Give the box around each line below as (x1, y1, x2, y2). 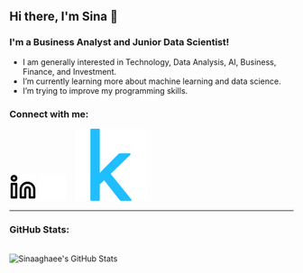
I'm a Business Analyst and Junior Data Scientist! (9, 36, 230, 49)
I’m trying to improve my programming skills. (22, 85, 188, 96)
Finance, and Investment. (22, 66, 117, 77)
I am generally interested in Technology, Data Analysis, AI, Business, (22, 56, 277, 68)
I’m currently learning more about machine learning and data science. (22, 76, 281, 86)
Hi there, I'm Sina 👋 (9, 9, 119, 24)
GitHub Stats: (9, 223, 70, 235)
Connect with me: (9, 107, 89, 120)
